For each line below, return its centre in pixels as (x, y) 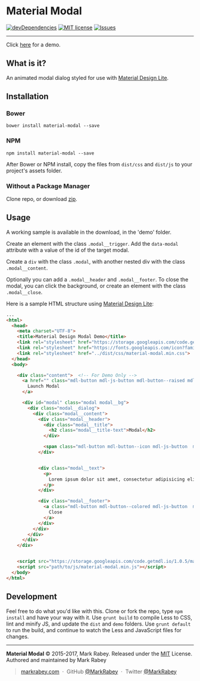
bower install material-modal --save (53, 126)
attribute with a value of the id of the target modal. (68, 250)
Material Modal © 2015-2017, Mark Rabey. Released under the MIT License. (99, 654)
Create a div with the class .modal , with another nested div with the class (96, 261)
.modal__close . (24, 292)
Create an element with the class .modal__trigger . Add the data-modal (92, 243)
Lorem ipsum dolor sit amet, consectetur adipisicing (117, 479)
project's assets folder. (34, 171)
